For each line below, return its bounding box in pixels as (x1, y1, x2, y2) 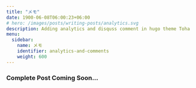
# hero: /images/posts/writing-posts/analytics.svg (6, 20, 139, 26)
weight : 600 (17, 54, 47, 60)
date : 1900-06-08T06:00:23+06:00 (6, 14, 90, 20)
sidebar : (11, 37, 34, 43)
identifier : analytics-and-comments (17, 48, 110, 54)
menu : (6, 31, 20, 37)
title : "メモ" (6, 8, 40, 15)
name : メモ (17, 43, 43, 49)
